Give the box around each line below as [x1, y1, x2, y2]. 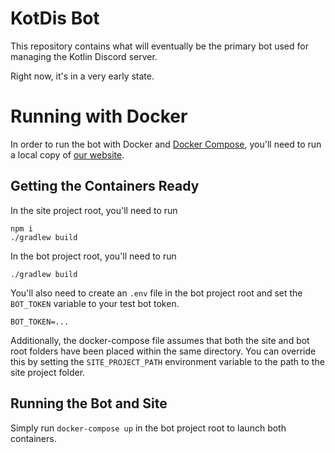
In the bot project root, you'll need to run [10, 250, 177, 262]
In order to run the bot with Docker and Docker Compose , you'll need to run [10, 138, 322, 150]
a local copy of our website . [10, 148, 125, 161]
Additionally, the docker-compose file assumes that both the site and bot [10, 334, 310, 346]
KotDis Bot [10, 7, 100, 30]
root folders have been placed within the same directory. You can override [10, 345, 317, 357]
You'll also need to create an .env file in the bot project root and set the [10, 287, 303, 299]
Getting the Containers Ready [10, 178, 200, 195]
